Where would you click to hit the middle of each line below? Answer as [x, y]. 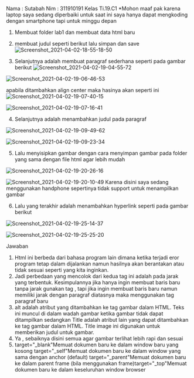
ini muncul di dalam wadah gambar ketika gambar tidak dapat [89, 314]
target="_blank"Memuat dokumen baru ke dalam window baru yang [96, 345]
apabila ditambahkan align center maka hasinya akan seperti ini [83, 90]
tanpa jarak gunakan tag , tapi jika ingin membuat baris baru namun [96, 289]
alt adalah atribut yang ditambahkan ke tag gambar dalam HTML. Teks [99, 307]
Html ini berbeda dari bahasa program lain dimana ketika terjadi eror [97, 258]
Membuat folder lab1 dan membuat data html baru [75, 32]
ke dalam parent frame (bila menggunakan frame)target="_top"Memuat [101, 363]
